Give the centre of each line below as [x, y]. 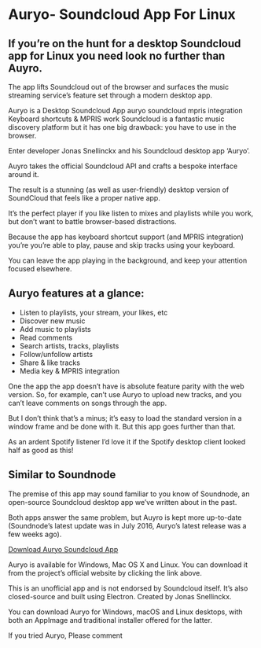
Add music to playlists [55, 329]
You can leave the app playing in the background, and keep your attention [128, 260]
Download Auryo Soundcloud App [63, 549]
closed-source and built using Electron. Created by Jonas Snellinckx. [120, 596]
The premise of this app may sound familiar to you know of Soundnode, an [129, 494]
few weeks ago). [35, 534]
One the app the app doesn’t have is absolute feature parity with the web [127, 386]
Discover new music [52, 321]
